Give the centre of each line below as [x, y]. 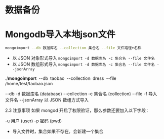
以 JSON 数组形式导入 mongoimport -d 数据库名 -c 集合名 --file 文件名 [83, 64]
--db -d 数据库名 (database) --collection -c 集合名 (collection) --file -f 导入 [81, 94]
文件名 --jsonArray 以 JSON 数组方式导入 [47, 100]
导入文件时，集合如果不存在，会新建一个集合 [58, 131]
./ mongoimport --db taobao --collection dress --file [61, 78]
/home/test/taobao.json [29, 84]
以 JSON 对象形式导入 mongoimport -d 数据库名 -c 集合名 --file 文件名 [83, 58]
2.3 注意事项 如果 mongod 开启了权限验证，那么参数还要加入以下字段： [78, 110]
